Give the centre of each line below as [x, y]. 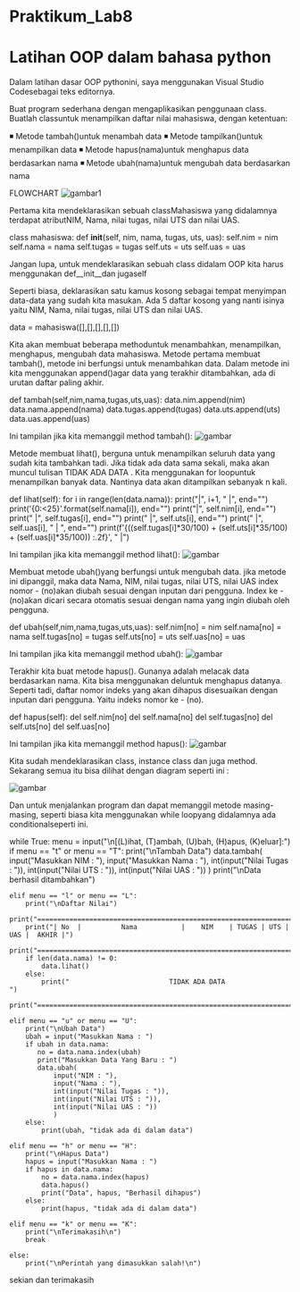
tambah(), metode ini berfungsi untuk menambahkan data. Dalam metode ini [150, 364]
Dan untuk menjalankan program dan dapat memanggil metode [125, 805]
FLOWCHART [34, 193]
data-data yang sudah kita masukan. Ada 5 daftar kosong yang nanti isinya [147, 300]
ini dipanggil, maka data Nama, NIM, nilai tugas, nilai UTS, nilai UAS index [144, 582]
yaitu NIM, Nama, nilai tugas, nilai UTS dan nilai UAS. [106, 310]
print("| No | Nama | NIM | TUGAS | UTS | [158, 927]
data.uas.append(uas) [50, 419]
